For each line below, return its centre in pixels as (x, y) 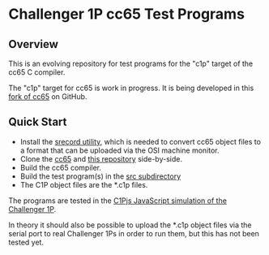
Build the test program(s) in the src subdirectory (100, 176)
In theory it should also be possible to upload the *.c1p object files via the (130, 225)
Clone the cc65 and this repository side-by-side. (101, 158)
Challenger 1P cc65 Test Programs (127, 14)
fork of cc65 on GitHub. (48, 97)
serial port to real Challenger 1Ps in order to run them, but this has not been (134, 233)
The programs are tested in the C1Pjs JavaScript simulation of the (117, 201)
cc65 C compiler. (37, 72)
